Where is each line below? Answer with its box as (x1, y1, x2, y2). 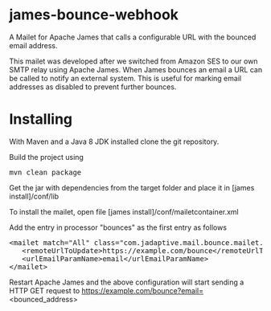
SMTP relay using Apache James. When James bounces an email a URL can (9, 64, 263, 74)
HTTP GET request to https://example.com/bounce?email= (9, 285, 204, 295)
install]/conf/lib (9, 191, 60, 201)
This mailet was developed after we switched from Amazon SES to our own (9, 56, 258, 66)
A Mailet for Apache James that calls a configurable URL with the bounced (9, 32, 257, 42)
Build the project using (9, 152, 84, 162)
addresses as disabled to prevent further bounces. (9, 82, 177, 92)
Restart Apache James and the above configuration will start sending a (9, 277, 244, 287)
